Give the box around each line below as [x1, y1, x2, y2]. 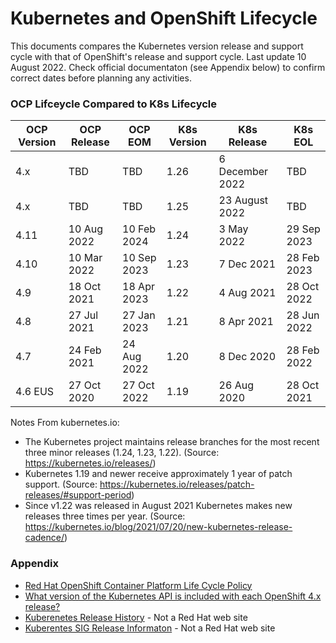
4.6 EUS [15, 385, 55, 399]
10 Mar [68, 251, 103, 265]
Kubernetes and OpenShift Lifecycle [10, 7, 318, 30]
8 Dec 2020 [218, 350, 277, 364]
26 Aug [218, 378, 254, 392]
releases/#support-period [24, 489, 132, 501]
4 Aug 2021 [218, 286, 277, 300]
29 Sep [286, 222, 321, 236]
